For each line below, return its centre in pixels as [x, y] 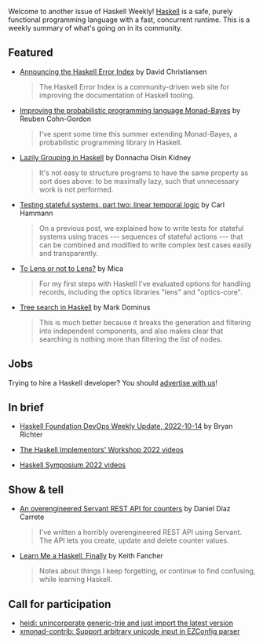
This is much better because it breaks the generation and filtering [145, 322]
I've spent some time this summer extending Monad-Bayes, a [138, 134]
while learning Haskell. [75, 580]
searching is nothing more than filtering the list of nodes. [131, 339]
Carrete [32, 517]
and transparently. [68, 253]
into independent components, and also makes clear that [131, 331]
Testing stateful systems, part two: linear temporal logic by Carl [122, 204]
